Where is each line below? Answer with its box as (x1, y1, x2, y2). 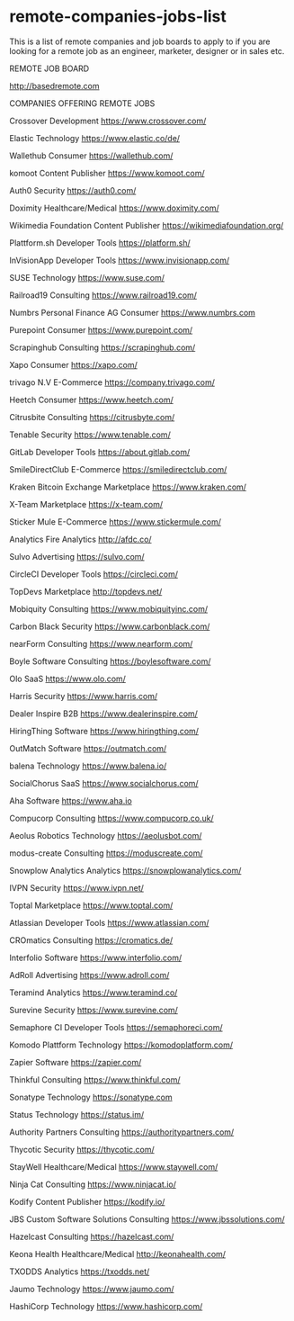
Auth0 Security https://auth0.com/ (9, 184, 137, 195)
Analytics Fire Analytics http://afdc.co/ (9, 534, 152, 544)
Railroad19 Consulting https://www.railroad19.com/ (9, 290, 198, 301)
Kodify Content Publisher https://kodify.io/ (9, 1196, 165, 1207)
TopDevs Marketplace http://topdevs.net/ (9, 586, 163, 597)
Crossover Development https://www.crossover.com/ (9, 115, 207, 126)
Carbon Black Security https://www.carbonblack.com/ (9, 621, 210, 632)
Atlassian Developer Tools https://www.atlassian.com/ (9, 917, 209, 928)
